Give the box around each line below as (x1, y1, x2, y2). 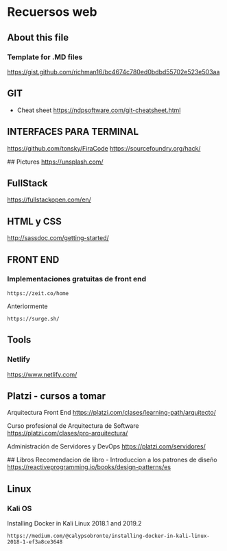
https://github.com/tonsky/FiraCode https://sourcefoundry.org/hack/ (7, 144, 201, 152)
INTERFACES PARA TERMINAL (7, 126, 139, 138)
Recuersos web (7, 4, 97, 20)
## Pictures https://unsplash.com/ (7, 158, 104, 166)
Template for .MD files (7, 52, 83, 62)
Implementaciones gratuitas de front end (7, 274, 147, 284)
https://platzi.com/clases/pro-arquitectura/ (7, 429, 128, 437)
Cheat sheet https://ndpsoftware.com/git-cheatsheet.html (16, 106, 181, 114)
